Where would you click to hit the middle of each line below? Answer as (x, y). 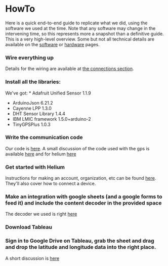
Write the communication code (44, 138)
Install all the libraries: (33, 82)
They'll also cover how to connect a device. (51, 184)
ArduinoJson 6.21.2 (33, 103)
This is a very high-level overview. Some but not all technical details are (80, 39)
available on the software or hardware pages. (52, 44)
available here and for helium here (41, 154)
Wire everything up (30, 57)
